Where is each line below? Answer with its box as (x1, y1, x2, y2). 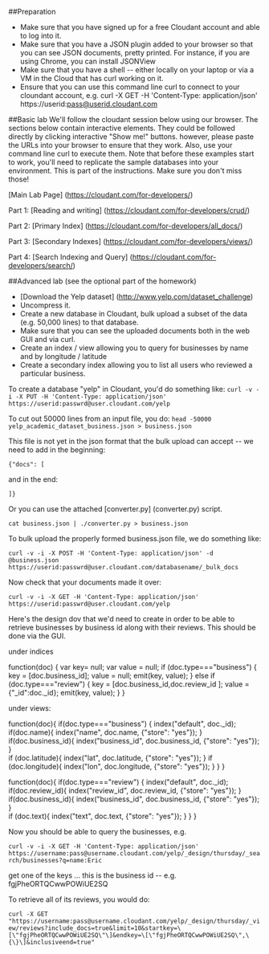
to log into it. (19, 31, 62, 40)
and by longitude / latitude (19, 352, 107, 361)
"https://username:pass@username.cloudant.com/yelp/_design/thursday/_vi (8, 917, 261, 925)
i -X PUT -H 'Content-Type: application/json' (8, 393, 167, 401)
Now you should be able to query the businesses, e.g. (8, 827, 187, 836)
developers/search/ (8, 261, 74, 270)
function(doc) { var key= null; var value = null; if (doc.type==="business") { (8, 662, 257, 671)
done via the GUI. (8, 631, 67, 641)
